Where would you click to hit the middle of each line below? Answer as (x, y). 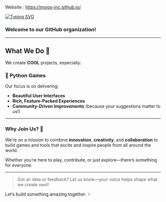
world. (12, 150)
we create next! (33, 184)
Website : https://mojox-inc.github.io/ (43, 7)
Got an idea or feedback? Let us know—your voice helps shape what (87, 179)
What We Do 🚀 (28, 51)
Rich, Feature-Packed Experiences (49, 101)
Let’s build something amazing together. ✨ (48, 194)
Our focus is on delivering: (32, 86)
